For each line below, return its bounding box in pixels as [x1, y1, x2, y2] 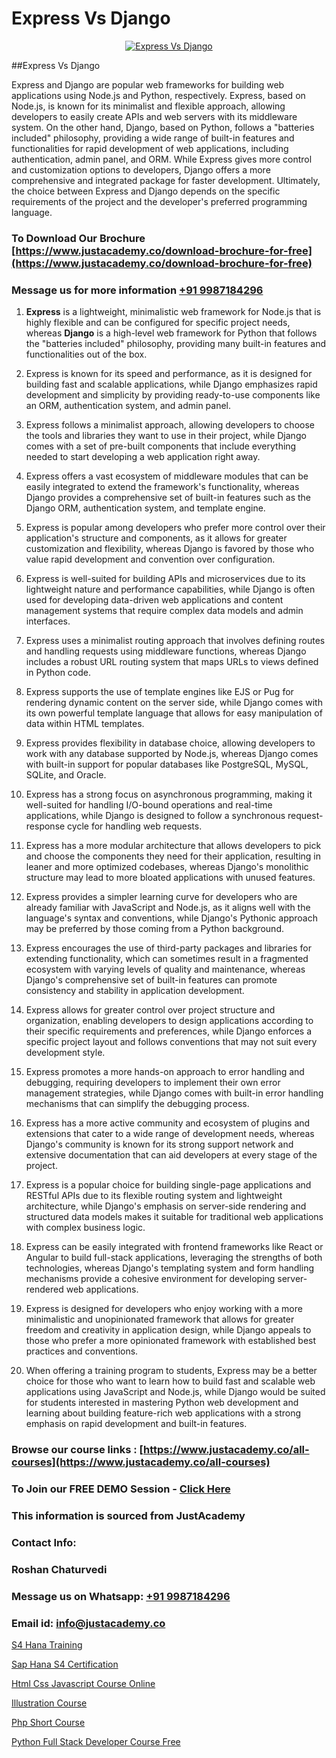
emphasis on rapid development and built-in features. [25, 1418, 248, 1430]
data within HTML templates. [25, 718, 145, 730]
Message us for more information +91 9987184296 [11, 283, 264, 297]
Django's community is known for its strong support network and [25, 1138, 294, 1151]
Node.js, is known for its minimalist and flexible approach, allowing [11, 100, 286, 112]
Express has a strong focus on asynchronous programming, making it [25, 788, 313, 801]
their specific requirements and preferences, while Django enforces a [25, 1025, 313, 1037]
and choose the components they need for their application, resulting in [25, 850, 321, 862]
